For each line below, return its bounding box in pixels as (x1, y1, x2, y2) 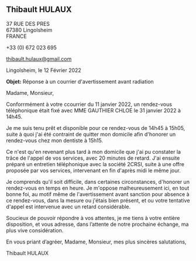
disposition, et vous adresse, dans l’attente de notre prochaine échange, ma (6, 221, 189, 228)
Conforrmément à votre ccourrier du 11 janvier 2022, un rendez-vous (6, 101, 173, 108)
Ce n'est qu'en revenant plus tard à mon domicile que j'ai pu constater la (6, 148, 181, 155)
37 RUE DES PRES (6, 20, 50, 27)
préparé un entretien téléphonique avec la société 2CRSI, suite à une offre (6, 160, 184, 167)
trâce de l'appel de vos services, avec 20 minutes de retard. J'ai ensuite (6, 154, 180, 162)
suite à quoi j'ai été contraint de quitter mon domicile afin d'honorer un (6, 130, 176, 138)
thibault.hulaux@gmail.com (6, 55, 72, 62)
